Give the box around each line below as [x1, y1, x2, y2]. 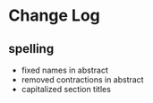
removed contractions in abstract [21, 74, 144, 85]
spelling [8, 41, 55, 56]
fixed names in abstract [21, 64, 108, 75]
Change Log [8, 5, 100, 26]
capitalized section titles [21, 84, 111, 94]
